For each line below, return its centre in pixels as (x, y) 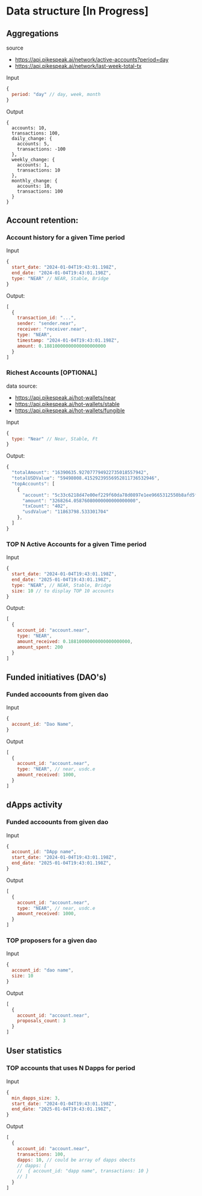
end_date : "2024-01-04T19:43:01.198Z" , (62, 273)
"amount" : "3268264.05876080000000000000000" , (81, 500)
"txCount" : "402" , (45, 506)
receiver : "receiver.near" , (52, 329)
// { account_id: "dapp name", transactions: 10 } (83, 1171)
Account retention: (42, 221)
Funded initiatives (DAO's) (57, 677)
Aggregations (32, 34)
